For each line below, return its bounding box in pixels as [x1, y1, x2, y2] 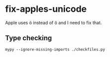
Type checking [5, 34, 52, 42]
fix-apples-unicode [5, 3, 87, 15]
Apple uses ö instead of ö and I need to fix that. [5, 20, 102, 26]
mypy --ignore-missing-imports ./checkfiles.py [5, 47, 106, 52]
